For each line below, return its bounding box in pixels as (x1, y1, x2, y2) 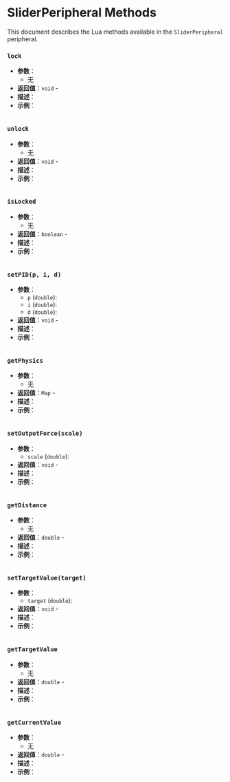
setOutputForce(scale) (7, 430, 83, 438)
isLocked (7, 198, 36, 206)
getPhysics (7, 357, 43, 365)
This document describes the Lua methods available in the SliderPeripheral (7, 28, 224, 36)
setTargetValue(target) (7, 573, 87, 582)
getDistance (7, 501, 47, 509)
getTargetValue (7, 646, 58, 653)
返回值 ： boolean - (16, 229, 68, 238)
